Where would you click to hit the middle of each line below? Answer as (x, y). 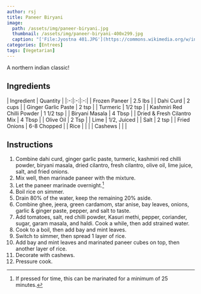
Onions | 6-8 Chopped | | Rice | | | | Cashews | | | (67, 126)
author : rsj (21, 12)
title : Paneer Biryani (35, 17)
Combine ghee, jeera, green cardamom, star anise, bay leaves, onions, (102, 205)
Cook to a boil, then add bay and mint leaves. (71, 230)
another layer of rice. (41, 249)
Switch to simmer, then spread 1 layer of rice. (71, 236)
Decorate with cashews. (45, 255)
